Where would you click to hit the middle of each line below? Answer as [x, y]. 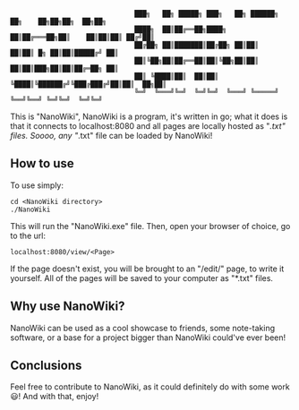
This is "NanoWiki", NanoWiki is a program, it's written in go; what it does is [149, 116]
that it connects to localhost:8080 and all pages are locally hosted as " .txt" [148, 126]
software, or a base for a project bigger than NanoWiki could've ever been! [148, 337]
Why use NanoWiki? [68, 307]
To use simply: [37, 185]
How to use [42, 163]
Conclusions [46, 366]
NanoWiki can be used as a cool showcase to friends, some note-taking [143, 328]
